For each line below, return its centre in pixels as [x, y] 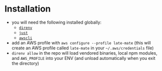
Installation [28, 9]
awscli [26, 38]
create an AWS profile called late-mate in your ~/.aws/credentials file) [83, 48]
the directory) [25, 63]
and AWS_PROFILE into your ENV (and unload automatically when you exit [83, 58]
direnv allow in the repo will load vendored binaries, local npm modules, [84, 53]
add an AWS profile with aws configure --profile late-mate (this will [81, 43]
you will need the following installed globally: [56, 22]
